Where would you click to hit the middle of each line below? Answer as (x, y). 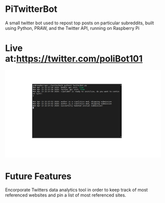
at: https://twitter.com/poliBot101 (74, 59)
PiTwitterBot (31, 9)
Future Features (38, 176)
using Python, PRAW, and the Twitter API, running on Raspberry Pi (72, 28)
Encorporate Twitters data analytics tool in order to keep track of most (77, 190)
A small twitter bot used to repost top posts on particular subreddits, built (80, 23)
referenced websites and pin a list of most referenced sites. (66, 195)
